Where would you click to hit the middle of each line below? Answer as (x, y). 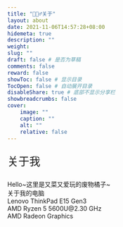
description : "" (31, 40)
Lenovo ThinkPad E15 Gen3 (47, 201)
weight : (19, 47)
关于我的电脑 (26, 193)
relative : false (44, 132)
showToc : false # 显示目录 (45, 79)
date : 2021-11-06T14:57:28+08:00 (56, 27)
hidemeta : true (30, 33)
